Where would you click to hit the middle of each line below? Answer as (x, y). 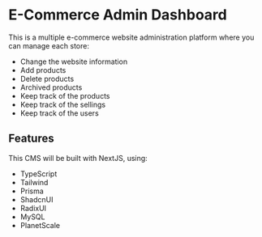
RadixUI (33, 208)
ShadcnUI (37, 199)
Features (31, 139)
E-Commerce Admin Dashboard (118, 15)
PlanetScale (40, 225)
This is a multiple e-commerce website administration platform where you (131, 37)
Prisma (32, 191)
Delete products (47, 78)
